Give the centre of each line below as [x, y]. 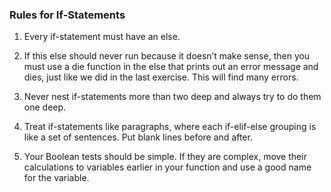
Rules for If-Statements [67, 15]
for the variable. [56, 178]
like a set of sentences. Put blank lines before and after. [138, 137]
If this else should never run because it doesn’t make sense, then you [167, 56]
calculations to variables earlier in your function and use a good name [167, 167]
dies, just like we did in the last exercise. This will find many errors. [161, 77]
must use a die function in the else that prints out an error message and [171, 67]
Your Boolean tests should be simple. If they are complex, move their [165, 157]
